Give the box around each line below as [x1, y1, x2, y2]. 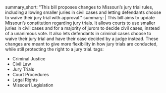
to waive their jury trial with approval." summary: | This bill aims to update [5, 15, 155, 20]
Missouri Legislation [12, 82, 54, 88]
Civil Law [12, 61, 31, 67]
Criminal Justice [12, 56, 46, 61]
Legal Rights [12, 77, 38, 83]
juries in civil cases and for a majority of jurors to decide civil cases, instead [5, 25, 160, 31]
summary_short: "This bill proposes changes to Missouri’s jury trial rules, [5, 4, 154, 10]
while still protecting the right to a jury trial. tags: [5, 46, 104, 52]
